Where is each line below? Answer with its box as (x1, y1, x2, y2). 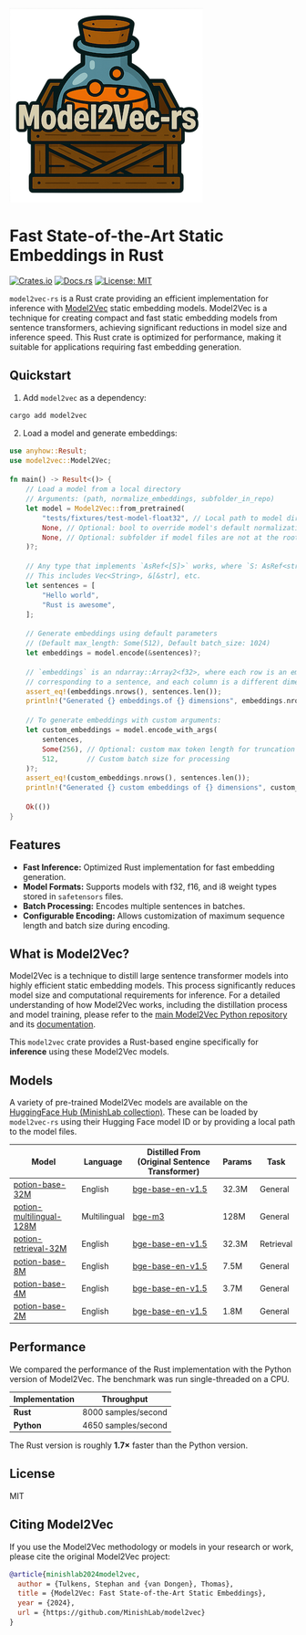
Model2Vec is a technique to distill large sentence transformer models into (9, 970, 289, 981)
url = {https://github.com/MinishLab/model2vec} (17, 1609, 206, 1618)
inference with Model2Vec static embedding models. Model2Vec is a (9, 302, 268, 313)
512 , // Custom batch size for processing (42, 754, 230, 763)
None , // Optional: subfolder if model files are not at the (42, 533, 280, 542)
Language (83, 1156, 123, 1167)
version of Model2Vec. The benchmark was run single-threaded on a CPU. (9, 1373, 290, 1384)
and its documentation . (9, 1019, 96, 1030)
